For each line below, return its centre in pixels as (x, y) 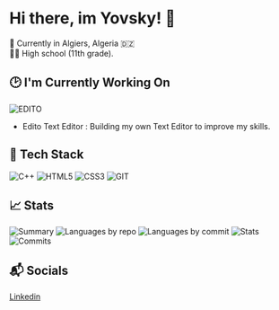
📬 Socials (39, 270)
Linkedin (25, 297)
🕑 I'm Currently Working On (90, 83)
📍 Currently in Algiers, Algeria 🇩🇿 (72, 43)
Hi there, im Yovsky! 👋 (93, 18)
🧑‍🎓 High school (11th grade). (61, 53)
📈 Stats (32, 205)
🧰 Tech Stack (47, 155)
